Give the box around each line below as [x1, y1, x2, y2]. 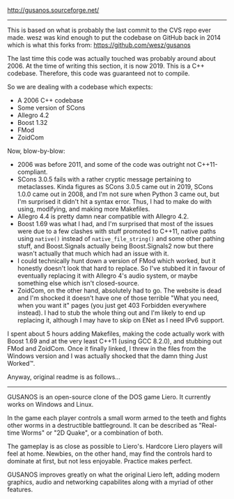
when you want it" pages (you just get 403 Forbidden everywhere [17, 301, 207, 309]
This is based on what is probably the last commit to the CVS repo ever [7, 26, 211, 34]
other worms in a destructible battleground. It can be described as [7, 422, 198, 429]
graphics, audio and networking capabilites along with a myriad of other [7, 478, 214, 486]
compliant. [17, 167, 48, 176]
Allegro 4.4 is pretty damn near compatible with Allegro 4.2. [17, 212, 189, 221]
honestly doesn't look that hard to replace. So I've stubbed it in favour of [17, 265, 226, 272]
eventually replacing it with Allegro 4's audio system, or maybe [17, 271, 198, 280]
